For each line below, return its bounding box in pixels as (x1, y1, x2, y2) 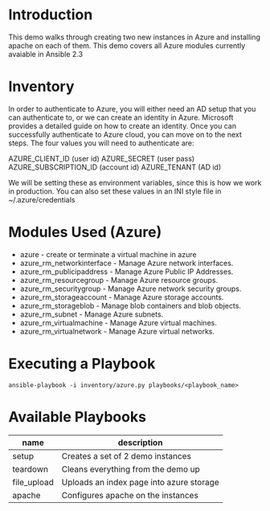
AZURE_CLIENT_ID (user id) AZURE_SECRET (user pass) (8, 153, 195, 163)
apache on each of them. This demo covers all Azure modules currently (8, 40, 246, 50)
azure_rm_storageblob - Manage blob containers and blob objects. (19, 300, 241, 310)
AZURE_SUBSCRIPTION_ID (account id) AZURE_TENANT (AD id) (8, 162, 222, 172)
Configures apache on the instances (61, 489, 198, 501)
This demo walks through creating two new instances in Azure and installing (8, 32, 261, 42)
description (117, 436, 163, 448)
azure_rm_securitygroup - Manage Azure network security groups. (19, 284, 242, 293)
